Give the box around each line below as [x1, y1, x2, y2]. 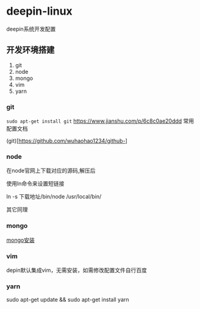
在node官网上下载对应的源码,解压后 [6, 167, 96, 175]
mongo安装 [6, 236, 35, 244]
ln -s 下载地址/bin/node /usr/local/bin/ [6, 193, 102, 200]
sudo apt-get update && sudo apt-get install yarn [6, 296, 129, 304]
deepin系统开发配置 [6, 25, 56, 32]
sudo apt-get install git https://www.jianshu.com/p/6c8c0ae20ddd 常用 [6, 117, 195, 125]
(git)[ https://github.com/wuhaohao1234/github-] [6, 137, 128, 145]
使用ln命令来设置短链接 [6, 180, 65, 187]
